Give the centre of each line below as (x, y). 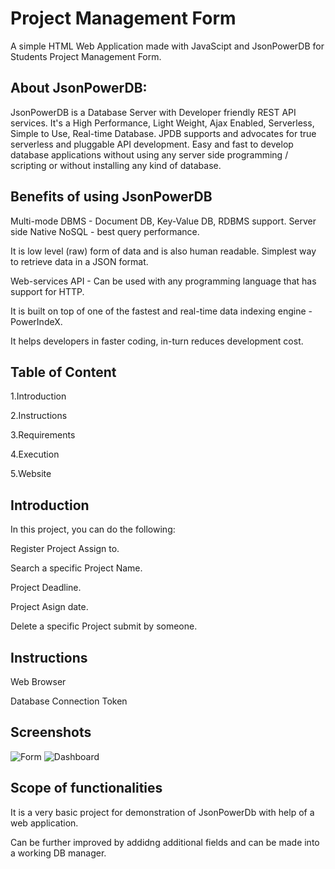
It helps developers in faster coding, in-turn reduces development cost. (157, 341)
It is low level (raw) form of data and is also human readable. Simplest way (163, 251)
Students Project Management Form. (86, 56)
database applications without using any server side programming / (149, 154)
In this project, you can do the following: (93, 529)
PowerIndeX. (36, 321)
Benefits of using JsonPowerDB (111, 197)
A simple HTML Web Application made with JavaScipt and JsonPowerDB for (167, 46)
